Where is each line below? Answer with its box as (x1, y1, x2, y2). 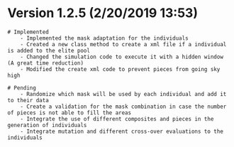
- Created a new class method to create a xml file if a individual (20, 40, 227, 48)
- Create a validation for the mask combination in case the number (20, 103, 227, 110)
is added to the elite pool (7, 47, 91, 54)
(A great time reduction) (7, 59, 84, 67)
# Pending (7, 84, 37, 92)
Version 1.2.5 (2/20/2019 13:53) (7, 5, 199, 21)
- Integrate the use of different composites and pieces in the (20, 115, 214, 122)
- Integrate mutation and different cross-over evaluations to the (20, 128, 223, 135)
